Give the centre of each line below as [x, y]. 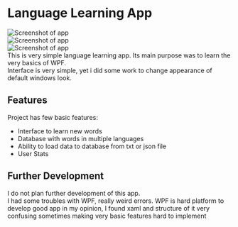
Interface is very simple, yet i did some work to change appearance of [110, 70]
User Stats [33, 153]
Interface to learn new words [60, 131]
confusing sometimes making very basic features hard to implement [107, 216]
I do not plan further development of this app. [74, 193]
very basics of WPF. [37, 62]
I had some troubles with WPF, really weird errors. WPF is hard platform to [116, 201]
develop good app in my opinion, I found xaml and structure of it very [109, 208]
